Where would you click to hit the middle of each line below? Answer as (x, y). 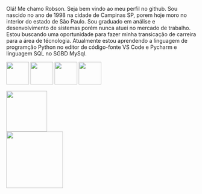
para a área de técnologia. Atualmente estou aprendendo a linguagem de (97, 41)
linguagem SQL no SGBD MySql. (47, 53)
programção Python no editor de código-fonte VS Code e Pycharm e (92, 47)
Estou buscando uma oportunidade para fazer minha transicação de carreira (101, 34)
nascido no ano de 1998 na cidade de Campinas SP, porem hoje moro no (96, 15)
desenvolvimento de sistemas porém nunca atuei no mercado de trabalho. (99, 28)
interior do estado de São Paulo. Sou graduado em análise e (81, 21)
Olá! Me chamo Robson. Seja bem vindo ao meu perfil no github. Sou (92, 9)
